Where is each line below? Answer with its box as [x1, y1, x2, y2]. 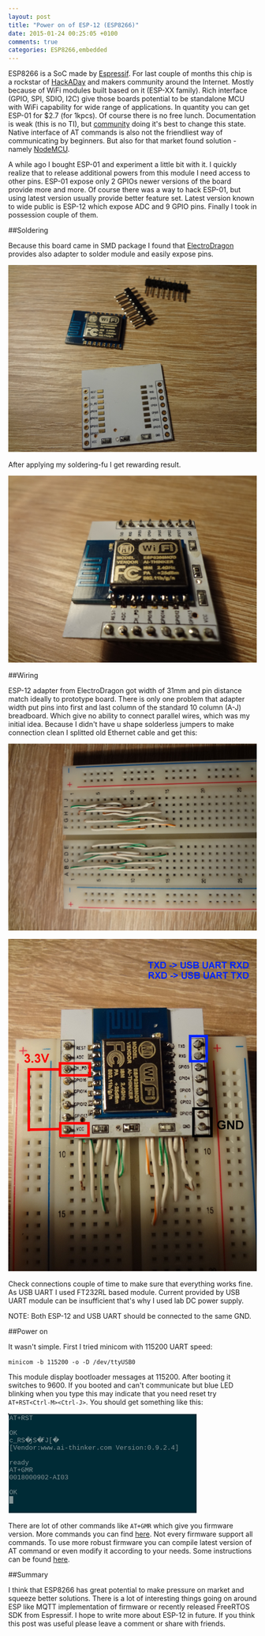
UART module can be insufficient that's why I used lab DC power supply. [8, 1296, 244, 1305]
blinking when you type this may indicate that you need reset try [8, 1389, 217, 1399]
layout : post [8, 13, 51, 21]
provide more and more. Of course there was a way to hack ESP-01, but [8, 185, 241, 195]
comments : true [8, 38, 58, 46]
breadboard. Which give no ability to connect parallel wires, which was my [8, 711, 250, 721]
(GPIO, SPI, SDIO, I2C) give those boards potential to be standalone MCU [8, 94, 245, 104]
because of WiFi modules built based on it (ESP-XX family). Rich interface [8, 85, 248, 95]
